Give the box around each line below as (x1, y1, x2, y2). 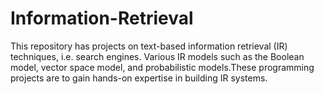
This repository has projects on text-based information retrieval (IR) (10, 40, 288, 52)
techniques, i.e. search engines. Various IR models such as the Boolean (10, 50, 305, 62)
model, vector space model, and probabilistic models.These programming (10, 61, 315, 73)
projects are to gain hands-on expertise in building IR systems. (10, 72, 268, 84)
